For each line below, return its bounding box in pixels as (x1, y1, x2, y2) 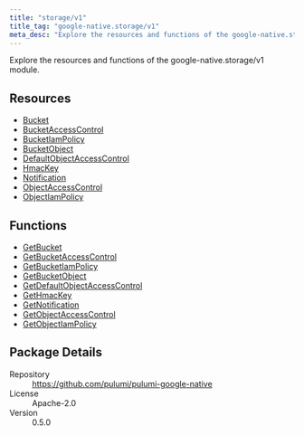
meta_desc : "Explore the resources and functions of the (9, 30, 229, 39)
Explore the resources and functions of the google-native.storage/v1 (9, 55, 264, 66)
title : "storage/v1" (9, 13, 88, 23)
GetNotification (22, 299, 80, 310)
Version (9, 407, 38, 418)
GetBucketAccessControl (22, 251, 118, 262)
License (9, 388, 39, 399)
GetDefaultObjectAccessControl (22, 280, 143, 290)
